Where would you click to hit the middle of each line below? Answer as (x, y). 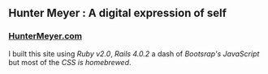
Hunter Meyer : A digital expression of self (118, 13)
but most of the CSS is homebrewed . (70, 62)
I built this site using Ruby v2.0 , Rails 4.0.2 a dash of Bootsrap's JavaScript (134, 53)
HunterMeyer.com (45, 36)
